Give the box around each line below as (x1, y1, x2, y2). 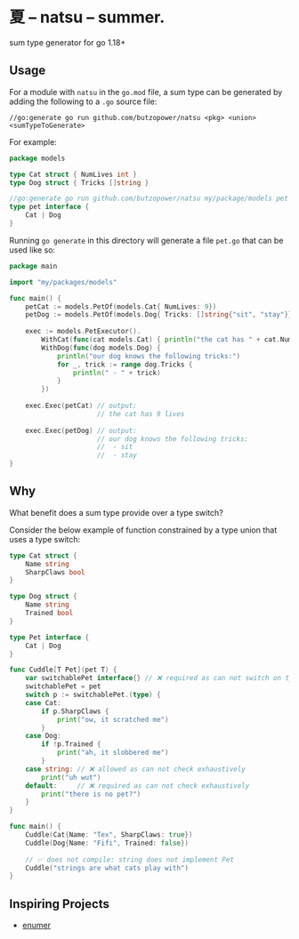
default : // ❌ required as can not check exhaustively (25, 781, 250, 791)
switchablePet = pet (25, 682, 101, 691)
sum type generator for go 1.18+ (9, 36, 126, 48)
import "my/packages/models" (9, 277, 117, 286)
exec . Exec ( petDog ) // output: (25, 426, 138, 435)
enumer (21, 920, 52, 931)
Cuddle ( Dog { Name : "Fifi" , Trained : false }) (25, 839, 190, 847)
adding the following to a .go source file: (9, 96, 158, 107)
